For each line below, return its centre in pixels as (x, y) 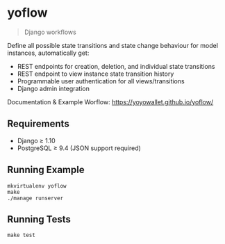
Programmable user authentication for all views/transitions (101, 81)
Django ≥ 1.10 (36, 140)
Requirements (38, 124)
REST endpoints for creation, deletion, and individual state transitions (116, 66)
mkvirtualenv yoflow (37, 186)
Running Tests (39, 219)
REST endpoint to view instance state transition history (95, 74)
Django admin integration (53, 88)
